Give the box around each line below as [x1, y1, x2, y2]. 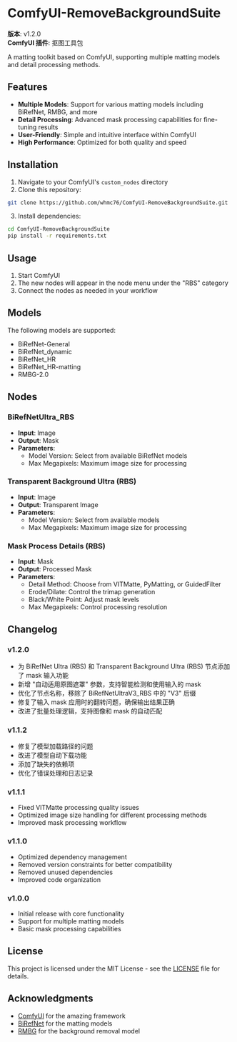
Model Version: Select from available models [28, 516, 160, 524]
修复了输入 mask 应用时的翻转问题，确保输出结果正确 [17, 698, 175, 706]
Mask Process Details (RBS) [7, 541, 106, 551]
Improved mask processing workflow [17, 818, 127, 827]
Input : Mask [17, 557, 54, 566]
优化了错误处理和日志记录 [17, 769, 94, 778]
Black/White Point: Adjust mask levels [28, 595, 139, 604]
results [38, 123, 59, 131]
